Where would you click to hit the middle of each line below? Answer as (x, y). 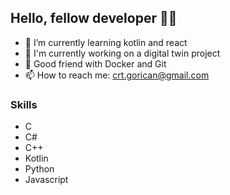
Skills (24, 104)
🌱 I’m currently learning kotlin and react (106, 42)
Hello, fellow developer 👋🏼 (94, 18)
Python (39, 169)
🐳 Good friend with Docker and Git (95, 63)
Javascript (46, 180)
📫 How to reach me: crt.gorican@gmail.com (117, 75)
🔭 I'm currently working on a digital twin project (122, 53)
